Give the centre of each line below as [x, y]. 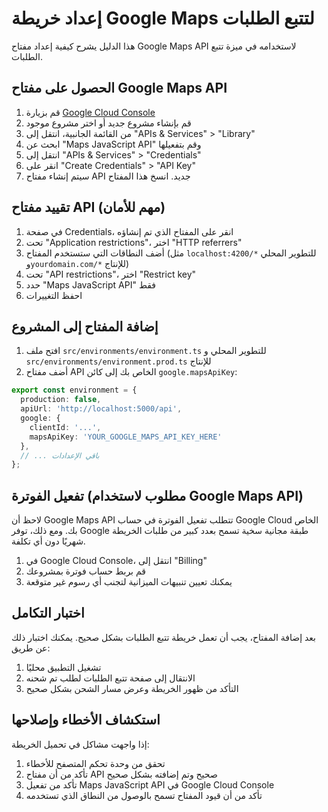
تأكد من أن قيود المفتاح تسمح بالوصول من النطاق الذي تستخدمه [144, 795]
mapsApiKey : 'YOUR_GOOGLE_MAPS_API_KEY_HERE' [126, 437]
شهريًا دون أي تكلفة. [48, 541]
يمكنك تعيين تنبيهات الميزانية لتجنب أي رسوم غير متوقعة [129, 582]
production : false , [61, 400]
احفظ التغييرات [54, 295]
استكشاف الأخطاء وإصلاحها [86, 720]
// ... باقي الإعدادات [60, 455]
